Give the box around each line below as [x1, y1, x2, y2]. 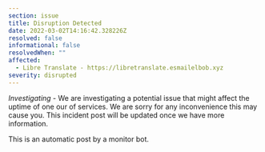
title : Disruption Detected [8, 19, 102, 27]
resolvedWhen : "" [8, 49, 66, 57]
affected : [8, 57, 42, 65]
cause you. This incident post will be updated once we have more [8, 110, 225, 120]
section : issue [8, 11, 59, 20]
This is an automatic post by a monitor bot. [8, 134, 150, 144]
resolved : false [8, 34, 62, 42]
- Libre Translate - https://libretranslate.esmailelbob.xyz [15, 64, 224, 72]
